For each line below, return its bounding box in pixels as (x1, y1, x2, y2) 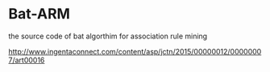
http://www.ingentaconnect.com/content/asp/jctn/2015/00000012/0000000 (8, 46, 262, 56)
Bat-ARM (8, 5, 71, 23)
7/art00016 (8, 55, 45, 65)
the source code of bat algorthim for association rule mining (8, 31, 208, 41)
